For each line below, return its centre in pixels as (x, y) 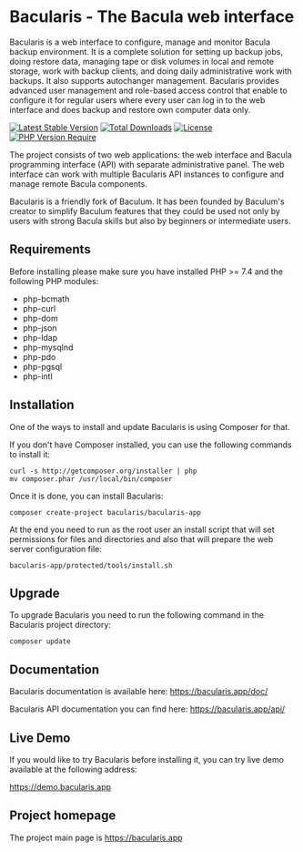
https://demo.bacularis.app (61, 787)
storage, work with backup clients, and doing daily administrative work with (151, 71)
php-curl (39, 308)
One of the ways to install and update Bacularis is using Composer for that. (150, 426)
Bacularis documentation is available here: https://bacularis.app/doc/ (139, 692)
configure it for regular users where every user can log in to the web (137, 100)
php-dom (40, 318)
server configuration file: (56, 549)
